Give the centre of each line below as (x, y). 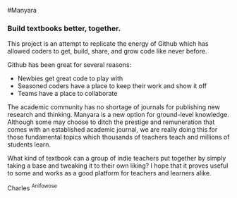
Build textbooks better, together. (64, 28)
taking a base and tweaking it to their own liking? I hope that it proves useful (118, 166)
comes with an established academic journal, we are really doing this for (113, 130)
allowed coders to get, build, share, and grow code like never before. (107, 51)
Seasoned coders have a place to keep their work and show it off (112, 86)
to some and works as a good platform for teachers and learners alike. (109, 173)
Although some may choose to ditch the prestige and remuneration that (111, 122)
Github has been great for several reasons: (69, 65)
